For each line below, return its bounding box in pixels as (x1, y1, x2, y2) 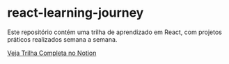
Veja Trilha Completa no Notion (7, 49, 97, 57)
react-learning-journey (7, 5, 144, 21)
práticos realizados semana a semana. (7, 35, 118, 43)
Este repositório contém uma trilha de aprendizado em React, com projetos (7, 28, 223, 36)
